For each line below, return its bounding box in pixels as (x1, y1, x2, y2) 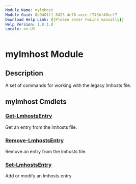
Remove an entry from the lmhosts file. (5, 149, 87, 155)
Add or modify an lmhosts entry (5, 173, 72, 179)
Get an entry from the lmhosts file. (5, 124, 77, 130)
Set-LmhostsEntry (5, 162, 52, 169)
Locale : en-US (5, 27, 36, 32)
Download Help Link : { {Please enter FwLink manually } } (5, 17, 124, 22)
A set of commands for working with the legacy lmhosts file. (5, 82, 131, 88)
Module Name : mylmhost (5, 7, 53, 13)
